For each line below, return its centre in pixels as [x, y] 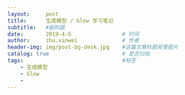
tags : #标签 [72, 61]
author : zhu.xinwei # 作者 [73, 41]
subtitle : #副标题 [36, 27]
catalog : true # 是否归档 [79, 54]
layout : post [33, 14]
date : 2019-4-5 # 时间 [73, 34]
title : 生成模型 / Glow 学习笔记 [60, 21]
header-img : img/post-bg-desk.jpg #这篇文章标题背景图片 [93, 47]
